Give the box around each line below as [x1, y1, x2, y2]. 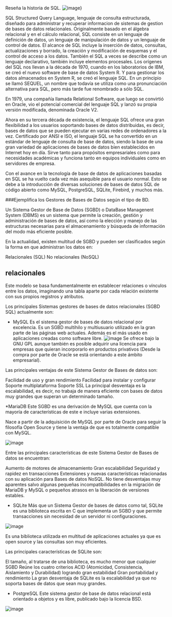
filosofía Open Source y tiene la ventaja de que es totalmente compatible [5, 424, 159, 430]
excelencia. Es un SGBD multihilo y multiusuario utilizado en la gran [12, 324, 156, 330]
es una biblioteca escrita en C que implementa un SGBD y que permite [12, 507, 162, 514]
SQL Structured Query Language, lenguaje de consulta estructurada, [5, 15, 151, 21]
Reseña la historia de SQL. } [5, 5, 82, 11]
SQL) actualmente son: [5, 308, 54, 315]
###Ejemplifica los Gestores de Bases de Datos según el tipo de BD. [5, 197, 150, 203]
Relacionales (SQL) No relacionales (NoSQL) [5, 254, 99, 260]
